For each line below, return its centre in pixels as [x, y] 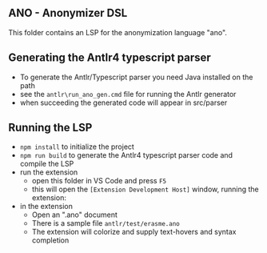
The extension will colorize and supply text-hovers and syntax [134, 232]
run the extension [49, 172]
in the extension [46, 207]
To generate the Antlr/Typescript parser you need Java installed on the [136, 77]
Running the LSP [50, 128]
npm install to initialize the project [77, 147]
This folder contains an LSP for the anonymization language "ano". [118, 32]
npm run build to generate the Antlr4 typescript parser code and [126, 155]
